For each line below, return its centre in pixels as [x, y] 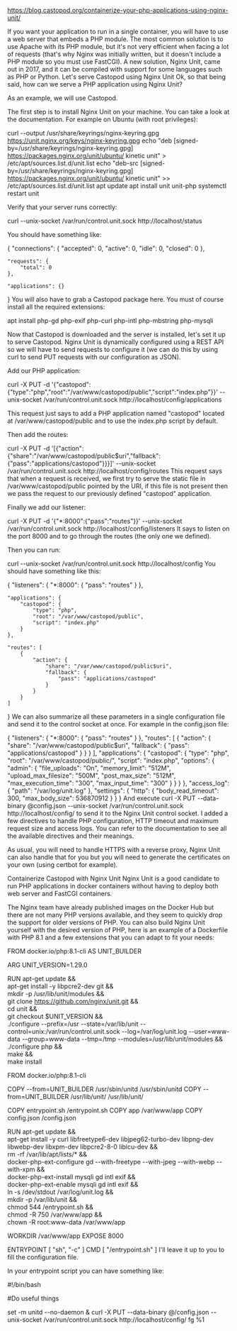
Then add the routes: [38, 435]
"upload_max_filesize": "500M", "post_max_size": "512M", [92, 775]
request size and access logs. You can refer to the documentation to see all [117, 828]
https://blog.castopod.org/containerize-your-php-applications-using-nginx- [118, 10]
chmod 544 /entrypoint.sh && [51, 1207]
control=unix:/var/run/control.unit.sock [64, 1031]
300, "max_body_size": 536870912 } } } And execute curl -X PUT [102, 798]
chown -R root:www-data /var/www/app [67, 1222]
